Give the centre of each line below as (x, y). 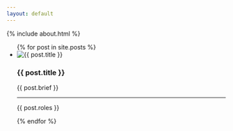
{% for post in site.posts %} (56, 47)
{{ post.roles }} (38, 107)
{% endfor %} (37, 121)
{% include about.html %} (43, 33)
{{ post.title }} (41, 72)
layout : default (30, 14)
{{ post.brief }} (38, 87)
